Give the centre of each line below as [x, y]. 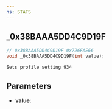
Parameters [29, 86]
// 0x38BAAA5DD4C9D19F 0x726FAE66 [50, 51]
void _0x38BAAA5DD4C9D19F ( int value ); [55, 56]
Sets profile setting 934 [39, 68]
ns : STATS [19, 12]
